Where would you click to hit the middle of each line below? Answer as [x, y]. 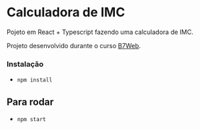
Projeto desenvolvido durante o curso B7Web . [74, 45]
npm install [34, 80]
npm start [32, 120]
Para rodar [30, 102]
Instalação [25, 64]
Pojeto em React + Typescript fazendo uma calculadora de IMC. [100, 32]
